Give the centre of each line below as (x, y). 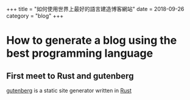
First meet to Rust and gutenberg (70, 76)
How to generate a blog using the (92, 41)
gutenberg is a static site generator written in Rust (69, 91)
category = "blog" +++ (35, 16)
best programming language (80, 53)
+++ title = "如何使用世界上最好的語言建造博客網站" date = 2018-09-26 (95, 9)
